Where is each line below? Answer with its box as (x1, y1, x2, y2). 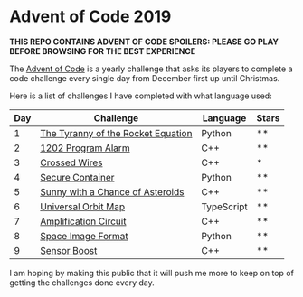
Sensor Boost (40, 244, 98, 256)
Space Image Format (40, 229, 128, 242)
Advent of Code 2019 (9, 6, 172, 27)
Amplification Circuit (40, 215, 127, 227)
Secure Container (40, 171, 115, 183)
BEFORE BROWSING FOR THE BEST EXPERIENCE (9, 45, 196, 56)
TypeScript (201, 200, 249, 213)
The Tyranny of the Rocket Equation (40, 126, 193, 139)
